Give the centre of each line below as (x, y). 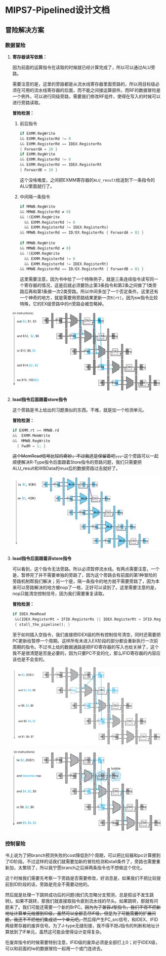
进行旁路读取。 (27, 102)
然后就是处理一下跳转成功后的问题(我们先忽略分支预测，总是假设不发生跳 (80, 895)
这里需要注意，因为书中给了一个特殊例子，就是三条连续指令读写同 (87, 279)
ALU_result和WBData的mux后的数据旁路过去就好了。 (66, 468)
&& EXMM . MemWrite (31, 436)
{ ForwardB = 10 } (39, 170)
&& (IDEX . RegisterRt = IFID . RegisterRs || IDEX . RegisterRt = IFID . (84, 619)
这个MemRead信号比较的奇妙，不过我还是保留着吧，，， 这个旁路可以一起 (85, 456)
